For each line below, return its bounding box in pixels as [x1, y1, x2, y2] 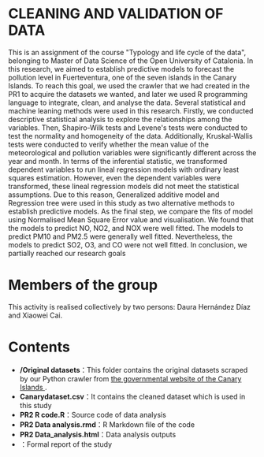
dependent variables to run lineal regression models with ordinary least [8, 165, 239, 174]
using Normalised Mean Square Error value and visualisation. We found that [8, 214, 254, 225]
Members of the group [8, 277, 158, 294]
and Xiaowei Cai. [8, 310, 63, 320]
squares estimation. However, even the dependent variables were [8, 173, 221, 182]
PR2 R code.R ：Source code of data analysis [19, 410, 167, 419]
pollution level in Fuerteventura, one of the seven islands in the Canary [8, 72, 237, 82]
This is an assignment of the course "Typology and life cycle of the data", [8, 47, 247, 57]
